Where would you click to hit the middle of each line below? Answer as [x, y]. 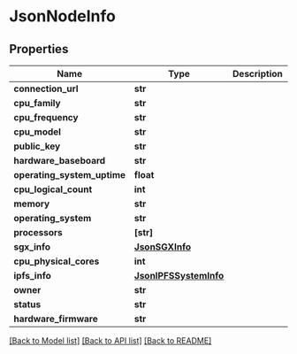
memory [32, 204]
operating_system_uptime [70, 175]
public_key [37, 146]
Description [258, 74]
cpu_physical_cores [57, 261]
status [27, 304]
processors [38, 232]
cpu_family [37, 103]
